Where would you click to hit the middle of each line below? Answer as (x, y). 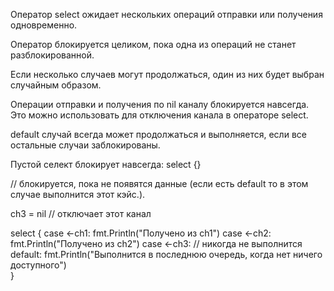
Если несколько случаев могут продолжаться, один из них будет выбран (167, 74)
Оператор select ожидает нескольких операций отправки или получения (166, 14)
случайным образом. (56, 85)
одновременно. (44, 25)
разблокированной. (52, 55)
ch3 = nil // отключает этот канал (81, 213)
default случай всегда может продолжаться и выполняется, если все (158, 134)
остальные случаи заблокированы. (85, 145)
